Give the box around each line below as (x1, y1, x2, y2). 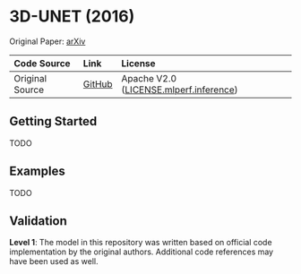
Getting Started (9, 114, 98, 129)
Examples (9, 164, 65, 179)
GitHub (82, 78, 114, 90)
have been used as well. (9, 256, 99, 267)
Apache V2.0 (121, 72, 177, 84)
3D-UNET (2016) (9, 6, 135, 27)
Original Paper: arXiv (9, 36, 86, 47)
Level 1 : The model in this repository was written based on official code (9, 237, 272, 248)
